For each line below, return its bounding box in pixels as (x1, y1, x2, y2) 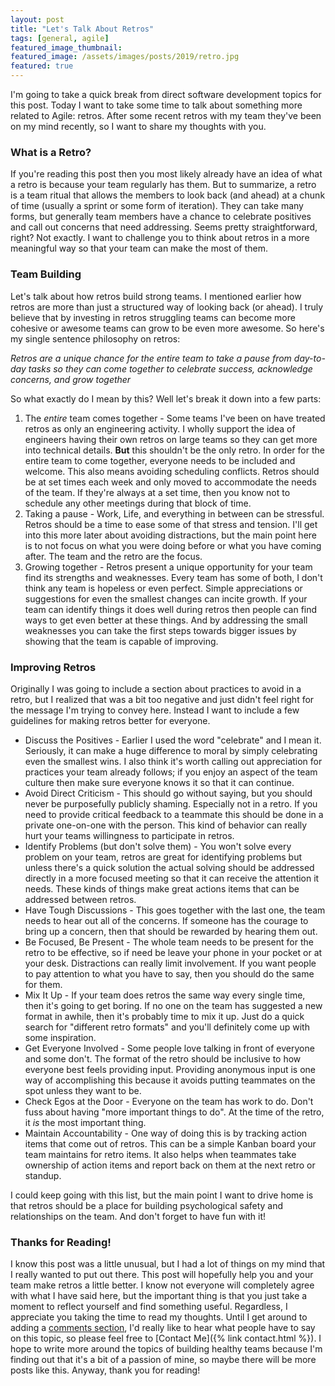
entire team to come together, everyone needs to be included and (24, 454, 296, 466)
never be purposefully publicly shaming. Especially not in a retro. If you (24, 797, 318, 810)
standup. (24, 1169, 62, 1181)
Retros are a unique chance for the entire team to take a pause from (10, 352, 292, 364)
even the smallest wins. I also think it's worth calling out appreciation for (24, 755, 323, 767)
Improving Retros (10, 660, 97, 674)
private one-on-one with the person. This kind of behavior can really (24, 819, 308, 831)
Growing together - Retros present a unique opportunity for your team (24, 561, 313, 573)
